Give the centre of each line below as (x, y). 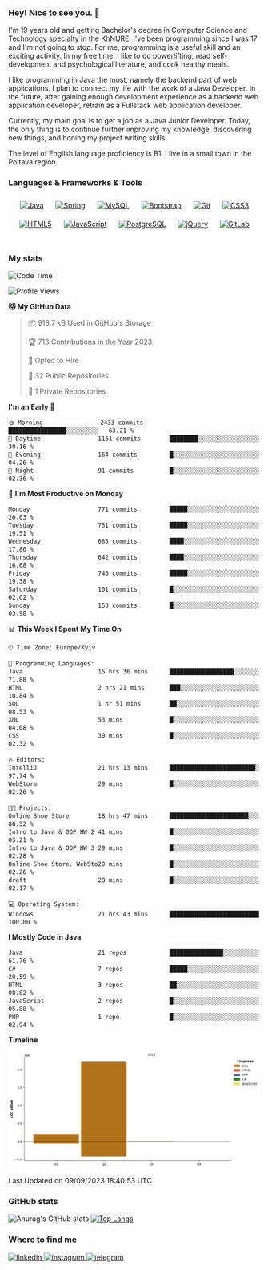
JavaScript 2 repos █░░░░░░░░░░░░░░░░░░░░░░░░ (134, 1001)
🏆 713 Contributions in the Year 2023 (90, 342)
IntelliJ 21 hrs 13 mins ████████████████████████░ (134, 768)
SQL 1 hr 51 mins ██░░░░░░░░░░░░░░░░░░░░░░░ (134, 704)
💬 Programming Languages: (51, 663)
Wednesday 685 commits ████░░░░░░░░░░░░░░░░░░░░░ (134, 541)
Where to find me (43, 1240)
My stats (26, 258)
